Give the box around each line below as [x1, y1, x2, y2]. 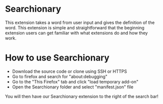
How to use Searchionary [5, 52, 110, 63]
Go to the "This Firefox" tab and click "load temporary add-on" [12, 79, 139, 84]
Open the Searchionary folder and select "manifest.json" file [12, 84, 134, 90]
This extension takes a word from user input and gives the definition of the [5, 20, 155, 25]
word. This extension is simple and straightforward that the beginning [5, 24, 145, 30]
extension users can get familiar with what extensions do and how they [5, 30, 148, 36]
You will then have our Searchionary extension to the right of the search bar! [5, 93, 159, 99]
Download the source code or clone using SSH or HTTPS [12, 68, 127, 74]
